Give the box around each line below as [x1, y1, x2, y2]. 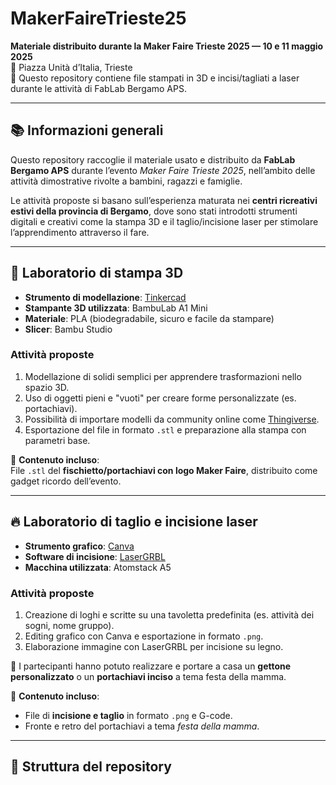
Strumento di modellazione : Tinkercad [24, 291, 187, 303]
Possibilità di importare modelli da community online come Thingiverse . [24, 413, 320, 425]
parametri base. [24, 434, 91, 446]
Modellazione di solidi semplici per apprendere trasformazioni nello [24, 370, 302, 382]
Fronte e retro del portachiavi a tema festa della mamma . [24, 720, 260, 732]
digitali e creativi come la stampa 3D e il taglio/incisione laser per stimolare [10, 215, 319, 227]
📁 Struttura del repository [10, 758, 172, 776]
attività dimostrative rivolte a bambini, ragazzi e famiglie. [10, 175, 243, 187]
